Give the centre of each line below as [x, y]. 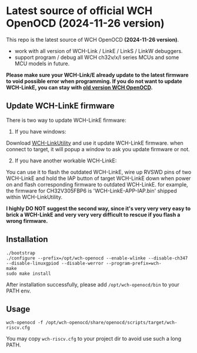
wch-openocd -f [25, 323]
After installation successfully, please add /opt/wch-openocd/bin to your [93, 284]
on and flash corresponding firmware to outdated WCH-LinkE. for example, [97, 184]
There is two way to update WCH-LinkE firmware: [66, 120]
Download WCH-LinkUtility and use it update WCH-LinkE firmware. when [95, 143]
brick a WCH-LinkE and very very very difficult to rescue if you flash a [93, 214]
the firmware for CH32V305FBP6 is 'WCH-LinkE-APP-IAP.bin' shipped [92, 191]
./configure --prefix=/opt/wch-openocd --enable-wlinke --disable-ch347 [97, 258]
